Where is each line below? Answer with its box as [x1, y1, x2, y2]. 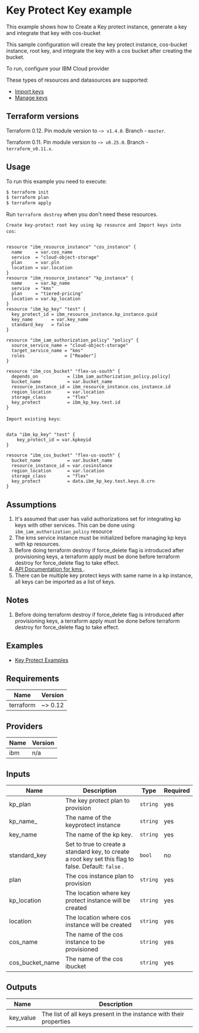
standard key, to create [65, 848, 130, 856]
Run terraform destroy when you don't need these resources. [6, 211, 158, 218]
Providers [6, 721, 43, 731]
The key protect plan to [65, 797, 130, 805]
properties [41, 1017, 71, 1025]
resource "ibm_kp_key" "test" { [6, 306, 86, 313]
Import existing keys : [6, 415, 61, 422]
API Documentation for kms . [14, 566, 85, 572]
